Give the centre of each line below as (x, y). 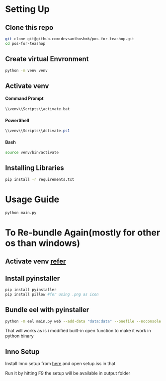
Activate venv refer (36, 262)
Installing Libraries (35, 168)
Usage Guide (32, 199)
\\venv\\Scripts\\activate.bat (38, 109)
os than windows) (43, 243)
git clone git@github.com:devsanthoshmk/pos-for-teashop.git (70, 39)
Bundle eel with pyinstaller (47, 310)
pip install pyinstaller (31, 290)
